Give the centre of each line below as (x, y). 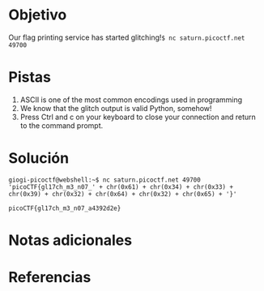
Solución (39, 158)
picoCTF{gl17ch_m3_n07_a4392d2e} (65, 208)
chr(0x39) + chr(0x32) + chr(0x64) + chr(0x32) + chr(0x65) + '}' (123, 194)
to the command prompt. (62, 125)
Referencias (50, 278)
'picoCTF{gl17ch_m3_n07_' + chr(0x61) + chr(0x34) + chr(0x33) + (121, 187)
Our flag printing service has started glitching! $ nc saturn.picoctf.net (127, 37)
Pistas (30, 77)
